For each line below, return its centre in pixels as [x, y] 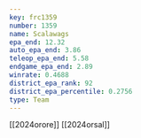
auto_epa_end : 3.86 [45, 50]
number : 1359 [33, 26]
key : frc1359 [33, 17]
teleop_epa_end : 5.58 [49, 58]
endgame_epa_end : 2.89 [51, 67]
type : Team [29, 100]
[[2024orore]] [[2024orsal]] [60, 125]
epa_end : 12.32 [37, 42]
